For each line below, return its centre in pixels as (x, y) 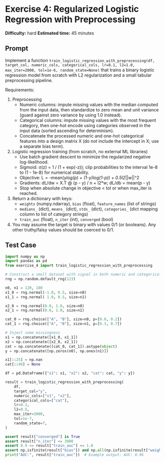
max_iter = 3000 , (29, 414)
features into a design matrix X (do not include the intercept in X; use (89, 141)
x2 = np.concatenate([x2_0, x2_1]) (41, 342)
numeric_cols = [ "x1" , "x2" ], (42, 396)
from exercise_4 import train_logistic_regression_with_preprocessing (79, 266)
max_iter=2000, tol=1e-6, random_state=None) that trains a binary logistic (80, 70)
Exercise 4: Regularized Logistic (72, 9)
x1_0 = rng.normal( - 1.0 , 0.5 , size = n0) (46, 292)
